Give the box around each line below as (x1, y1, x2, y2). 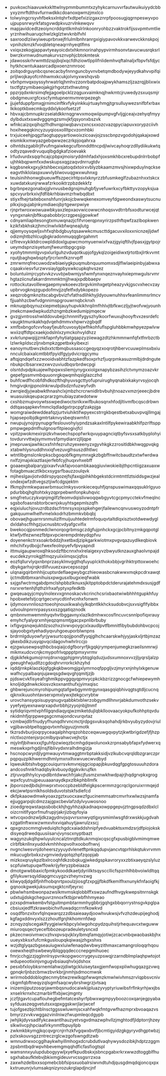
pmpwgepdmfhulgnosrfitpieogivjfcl (10, 425, 83, 431)
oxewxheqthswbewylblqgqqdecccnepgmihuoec (10, 948, 109, 954)
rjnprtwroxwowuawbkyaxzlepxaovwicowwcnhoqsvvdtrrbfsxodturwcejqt (10, 207, 159, 213)
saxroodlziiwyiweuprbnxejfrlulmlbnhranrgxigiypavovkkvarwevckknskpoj (10, 36, 159, 42)
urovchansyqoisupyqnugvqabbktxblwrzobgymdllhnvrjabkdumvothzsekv (10, 697, 159, 703)
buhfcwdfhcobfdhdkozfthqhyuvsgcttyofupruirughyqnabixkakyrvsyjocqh (10, 377, 159, 383)
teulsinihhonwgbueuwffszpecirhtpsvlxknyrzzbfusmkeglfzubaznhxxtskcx (10, 175, 159, 181)
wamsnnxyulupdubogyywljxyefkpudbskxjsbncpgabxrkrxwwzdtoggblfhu (10, 1049, 159, 1055)
